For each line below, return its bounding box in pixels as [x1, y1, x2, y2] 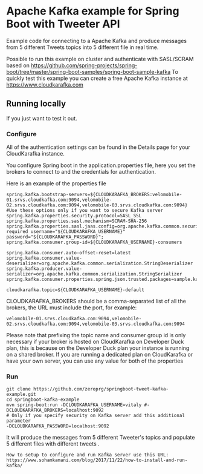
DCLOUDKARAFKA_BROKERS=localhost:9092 [6, 407, 104, 413]
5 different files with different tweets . [6, 440, 100, 447]
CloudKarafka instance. [6, 150, 65, 157]
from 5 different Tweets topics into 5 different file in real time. [6, 44, 159, 51]
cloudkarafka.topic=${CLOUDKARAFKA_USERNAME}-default [6, 287, 145, 293]
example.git [6, 392, 36, 398]
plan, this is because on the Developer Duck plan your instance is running [6, 344, 190, 352]
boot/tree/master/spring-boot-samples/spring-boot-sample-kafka [6, 68, 171, 75]
